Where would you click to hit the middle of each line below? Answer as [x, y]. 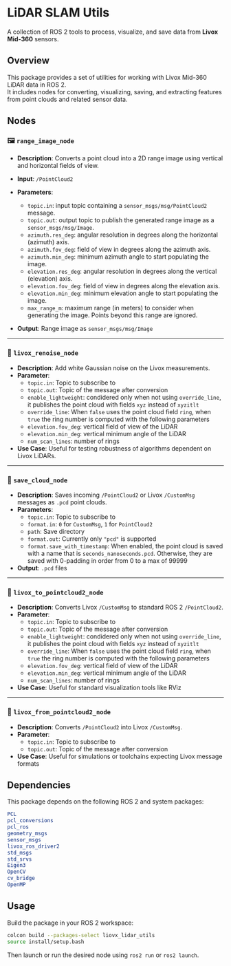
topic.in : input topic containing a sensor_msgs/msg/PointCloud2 [117, 206]
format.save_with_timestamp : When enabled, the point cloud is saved [125, 546]
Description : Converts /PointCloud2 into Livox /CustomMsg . [100, 727]
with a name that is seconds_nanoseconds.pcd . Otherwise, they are [120, 554]
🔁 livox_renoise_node [43, 353]
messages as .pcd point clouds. [62, 502]
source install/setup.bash [46, 942]
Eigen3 [16, 866]
